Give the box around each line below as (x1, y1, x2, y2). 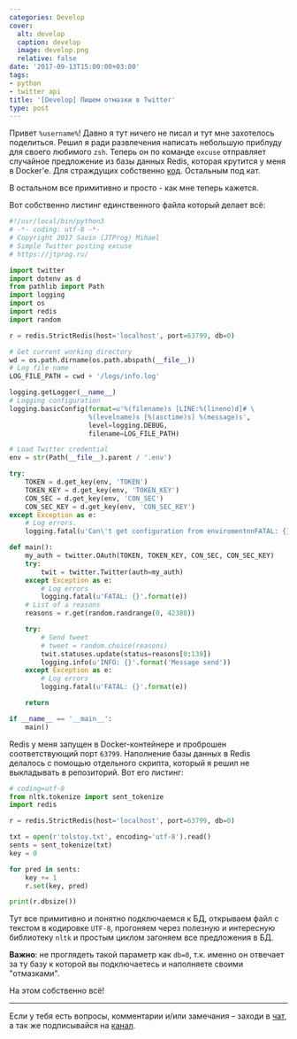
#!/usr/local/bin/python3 (9, 217, 104, 226)
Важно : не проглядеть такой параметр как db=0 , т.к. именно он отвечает (9, 950, 285, 960)
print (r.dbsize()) (9, 897, 77, 906)
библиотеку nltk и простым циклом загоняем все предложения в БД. (9, 932, 274, 943)
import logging (9, 291, 65, 299)
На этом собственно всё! (9, 985, 105, 996)
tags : (9, 71, 29, 80)
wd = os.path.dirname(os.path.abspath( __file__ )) (9, 355, 196, 364)
